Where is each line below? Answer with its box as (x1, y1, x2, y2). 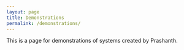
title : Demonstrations (6, 15, 64, 21)
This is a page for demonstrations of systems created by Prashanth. (6, 37, 178, 45)
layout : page (6, 9, 40, 15)
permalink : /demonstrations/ (6, 20, 81, 26)
